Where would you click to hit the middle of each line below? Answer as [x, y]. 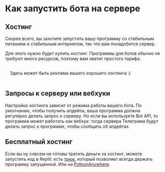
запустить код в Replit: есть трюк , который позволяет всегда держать [79, 159]
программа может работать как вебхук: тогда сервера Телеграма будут [82, 121]
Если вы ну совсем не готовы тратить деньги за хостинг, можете [74, 154]
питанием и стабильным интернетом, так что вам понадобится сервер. [81, 44]
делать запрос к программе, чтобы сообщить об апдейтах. [67, 126]
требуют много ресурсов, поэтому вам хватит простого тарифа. [73, 59]
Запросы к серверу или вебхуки [58, 93]
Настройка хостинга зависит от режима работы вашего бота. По [73, 105]
